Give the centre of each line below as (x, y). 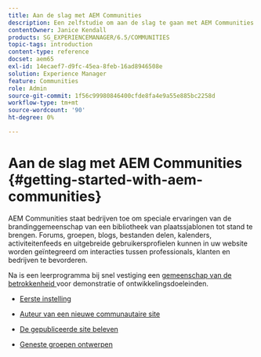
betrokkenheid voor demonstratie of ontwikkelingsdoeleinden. (109, 283)
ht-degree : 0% (31, 118)
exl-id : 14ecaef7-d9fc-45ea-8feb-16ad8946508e (85, 67)
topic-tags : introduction (50, 45)
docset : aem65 (31, 60)
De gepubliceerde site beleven (69, 329)
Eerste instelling (45, 298)
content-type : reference (49, 52)
